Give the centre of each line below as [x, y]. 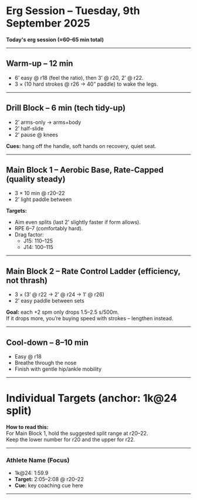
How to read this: [27, 427]
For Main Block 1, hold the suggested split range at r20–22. [77, 433]
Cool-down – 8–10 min [47, 342]
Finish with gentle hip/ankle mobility [58, 369]
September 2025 [48, 23]
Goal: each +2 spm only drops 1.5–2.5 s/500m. [62, 312]
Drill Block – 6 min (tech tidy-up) [66, 108]
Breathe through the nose [45, 363]
